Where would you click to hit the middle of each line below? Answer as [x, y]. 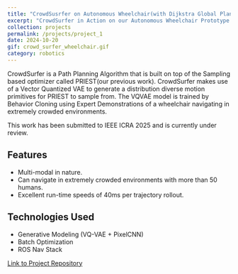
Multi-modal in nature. [50, 172]
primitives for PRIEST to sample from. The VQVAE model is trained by [108, 96]
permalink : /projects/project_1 [55, 34]
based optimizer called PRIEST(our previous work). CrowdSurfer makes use [118, 81]
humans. [30, 187]
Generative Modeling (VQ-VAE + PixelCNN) [80, 234]
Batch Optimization [45, 241]
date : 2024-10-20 [33, 40]
